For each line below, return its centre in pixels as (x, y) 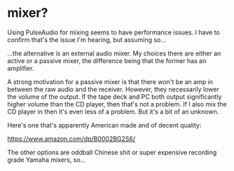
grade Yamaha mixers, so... (47, 160)
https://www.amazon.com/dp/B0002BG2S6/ (71, 139)
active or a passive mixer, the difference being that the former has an (107, 60)
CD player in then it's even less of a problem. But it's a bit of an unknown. (113, 111)
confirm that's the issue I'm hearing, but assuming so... (87, 39)
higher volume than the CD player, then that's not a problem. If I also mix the (117, 104)
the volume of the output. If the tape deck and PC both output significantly (115, 97)
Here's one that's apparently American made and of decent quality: (104, 125)
